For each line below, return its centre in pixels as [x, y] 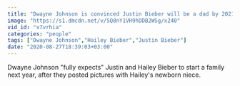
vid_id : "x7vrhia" [35, 27]
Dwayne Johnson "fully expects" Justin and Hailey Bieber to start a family [116, 67]
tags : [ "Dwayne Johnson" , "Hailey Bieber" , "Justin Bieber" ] [97, 41]
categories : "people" [40, 34]
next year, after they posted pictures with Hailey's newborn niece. [104, 75]
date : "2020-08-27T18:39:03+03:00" [60, 47]
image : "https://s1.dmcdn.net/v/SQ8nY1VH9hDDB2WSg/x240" [94, 21]
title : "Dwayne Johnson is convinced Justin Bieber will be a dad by [113, 14]
